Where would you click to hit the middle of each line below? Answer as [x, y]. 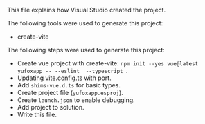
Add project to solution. [51, 107]
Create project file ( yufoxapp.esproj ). [70, 93]
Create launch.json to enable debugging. [76, 100]
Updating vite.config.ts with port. [64, 78]
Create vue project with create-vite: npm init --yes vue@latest [108, 63]
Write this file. [37, 114]
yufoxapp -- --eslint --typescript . [72, 71]
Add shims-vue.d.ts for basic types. [69, 85]
